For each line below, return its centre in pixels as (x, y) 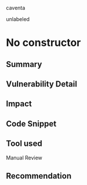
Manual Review (24, 158)
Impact (19, 104)
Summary (24, 64)
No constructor (43, 43)
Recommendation (39, 176)
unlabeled (18, 19)
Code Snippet (31, 123)
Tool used (24, 144)
